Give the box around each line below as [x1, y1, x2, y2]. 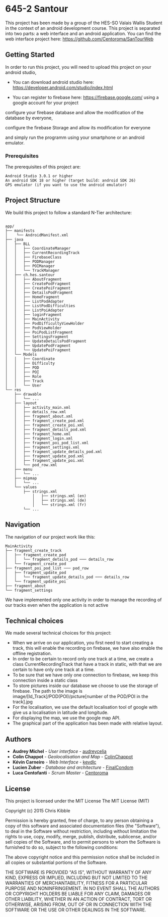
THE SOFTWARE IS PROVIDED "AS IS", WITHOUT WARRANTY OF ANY [5, 870, 152, 876]
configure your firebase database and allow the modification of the [5, 109, 144, 115]
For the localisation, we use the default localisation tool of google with [12, 704, 158, 710]
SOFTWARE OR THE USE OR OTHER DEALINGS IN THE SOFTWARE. [5, 907, 146, 913]
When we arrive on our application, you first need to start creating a [12, 640, 153, 646]
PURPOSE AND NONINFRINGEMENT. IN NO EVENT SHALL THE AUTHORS [5, 885, 160, 892]
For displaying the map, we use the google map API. [12, 715, 121, 721]
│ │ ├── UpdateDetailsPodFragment [5, 339, 87, 344]
